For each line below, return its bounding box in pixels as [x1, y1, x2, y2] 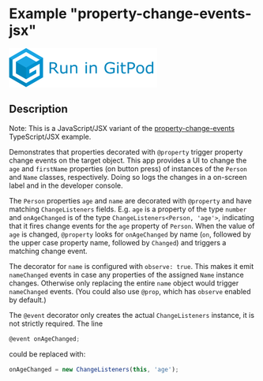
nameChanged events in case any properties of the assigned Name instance [9, 270, 244, 279]
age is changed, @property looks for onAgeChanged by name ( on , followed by [9, 230, 251, 239]
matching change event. [9, 246, 88, 256]
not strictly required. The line [9, 319, 103, 328]
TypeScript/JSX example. [9, 132, 92, 141]
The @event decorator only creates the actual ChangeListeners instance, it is [9, 310, 255, 319]
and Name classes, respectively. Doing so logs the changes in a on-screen [9, 172, 247, 181]
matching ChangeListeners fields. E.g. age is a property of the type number [9, 204, 247, 214]
